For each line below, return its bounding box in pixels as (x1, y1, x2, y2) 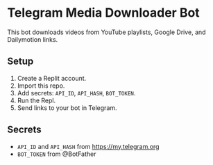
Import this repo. (17, 81, 65, 90)
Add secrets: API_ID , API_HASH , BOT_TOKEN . (17, 88, 136, 97)
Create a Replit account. (17, 74, 87, 82)
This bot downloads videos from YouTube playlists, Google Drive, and (7, 28, 206, 36)
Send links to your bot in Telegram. (17, 103, 117, 112)
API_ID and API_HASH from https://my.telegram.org (17, 142, 160, 150)
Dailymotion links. (7, 35, 58, 43)
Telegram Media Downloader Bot (7, 5, 200, 21)
